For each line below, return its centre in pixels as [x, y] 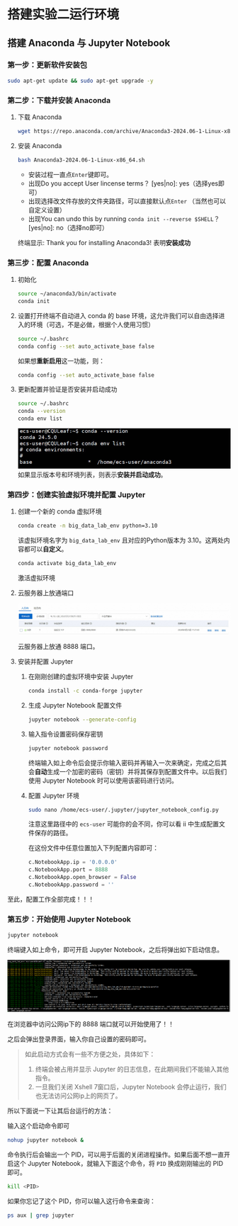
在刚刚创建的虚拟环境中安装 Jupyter [81, 676]
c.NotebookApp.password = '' [71, 885]
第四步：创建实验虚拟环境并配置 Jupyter [76, 494]
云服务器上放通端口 [46, 593]
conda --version [41, 411]
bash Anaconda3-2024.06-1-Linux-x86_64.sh [81, 160]
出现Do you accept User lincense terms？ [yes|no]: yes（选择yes [123, 183]
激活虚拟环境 [36, 578]
